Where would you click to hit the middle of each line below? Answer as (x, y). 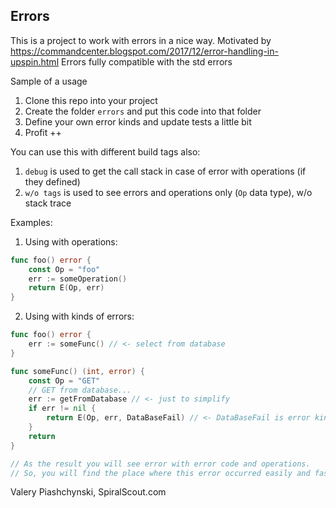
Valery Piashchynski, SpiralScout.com (88, 492)
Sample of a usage (49, 81)
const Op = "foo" (64, 269)
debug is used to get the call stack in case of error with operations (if (165, 171)
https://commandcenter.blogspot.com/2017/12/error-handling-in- (144, 51)
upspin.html (35, 61)
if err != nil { (62, 409)
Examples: (31, 222)
